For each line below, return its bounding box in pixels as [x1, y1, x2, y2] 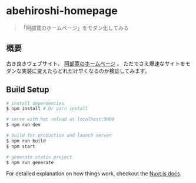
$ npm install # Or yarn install [6, 106, 88, 112]
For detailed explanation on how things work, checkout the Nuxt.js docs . [6, 170, 182, 177]
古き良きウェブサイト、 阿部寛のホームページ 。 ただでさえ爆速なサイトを [6, 60, 185, 67]
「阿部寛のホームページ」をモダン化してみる [20, 24, 129, 31]
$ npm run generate [6, 159, 54, 165]
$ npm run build [6, 138, 46, 144]
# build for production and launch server [6, 132, 112, 139]
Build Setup [6, 85, 49, 95]
